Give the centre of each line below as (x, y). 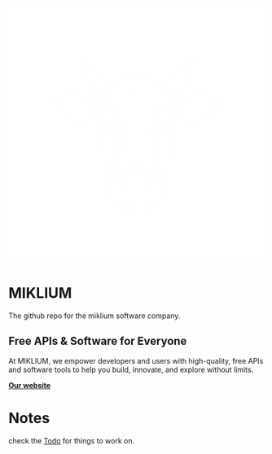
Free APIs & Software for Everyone (98, 341)
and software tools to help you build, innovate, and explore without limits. (131, 369)
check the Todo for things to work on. (72, 440)
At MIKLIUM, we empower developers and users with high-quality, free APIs (136, 360)
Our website (30, 385)
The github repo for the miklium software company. (94, 316)
